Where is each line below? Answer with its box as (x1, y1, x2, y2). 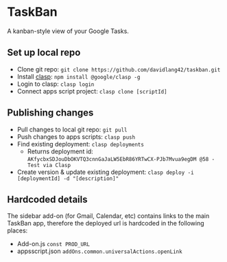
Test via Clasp (27, 162, 71, 168)
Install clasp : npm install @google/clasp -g (16, 72, 141, 80)
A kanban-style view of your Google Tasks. (7, 27, 129, 35)
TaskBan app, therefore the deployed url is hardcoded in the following (7, 219, 204, 228)
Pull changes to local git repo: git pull (16, 125, 128, 133)
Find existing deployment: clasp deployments (16, 140, 144, 148)
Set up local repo (7, 47, 81, 58)
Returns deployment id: (27, 147, 94, 155)
